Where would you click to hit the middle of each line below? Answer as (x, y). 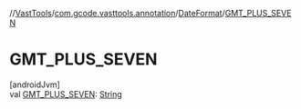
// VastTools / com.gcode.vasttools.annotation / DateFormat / (117, 13)
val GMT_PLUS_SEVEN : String (66, 94)
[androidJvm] (35, 84)
